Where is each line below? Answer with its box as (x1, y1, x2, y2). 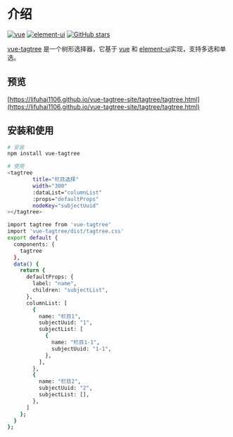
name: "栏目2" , (38, 378, 81, 385)
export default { (7, 235, 58, 242)
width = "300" (32, 182, 68, 190)
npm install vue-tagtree (7, 150, 80, 157)
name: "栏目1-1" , (51, 339, 100, 346)
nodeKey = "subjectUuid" (32, 202, 99, 209)
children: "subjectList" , (32, 287, 109, 294)
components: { (13, 240, 55, 248)
